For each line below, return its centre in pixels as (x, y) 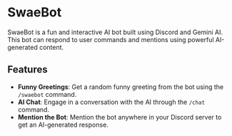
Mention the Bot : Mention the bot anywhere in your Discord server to (120, 117)
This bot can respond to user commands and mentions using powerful (111, 39)
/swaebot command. (47, 94)
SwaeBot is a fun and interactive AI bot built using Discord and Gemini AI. (115, 32)
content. (51, 47)
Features (27, 69)
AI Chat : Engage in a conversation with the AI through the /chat (111, 102)
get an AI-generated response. (63, 125)
